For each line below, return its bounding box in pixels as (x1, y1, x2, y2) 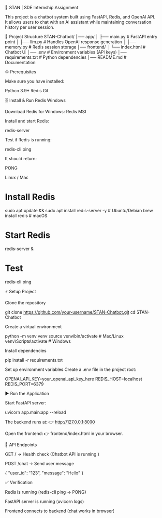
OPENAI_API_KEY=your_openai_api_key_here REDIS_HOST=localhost (5, 376, 143, 382)
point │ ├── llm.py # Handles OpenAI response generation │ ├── (5, 39, 136, 45)
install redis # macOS (5, 213, 47, 218)
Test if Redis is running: (5, 137, 52, 143)
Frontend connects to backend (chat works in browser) (5, 508, 115, 514)
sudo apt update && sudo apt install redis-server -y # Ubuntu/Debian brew (5, 207, 153, 213)
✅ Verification (5, 479, 33, 485)
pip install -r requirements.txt (5, 357, 63, 363)
